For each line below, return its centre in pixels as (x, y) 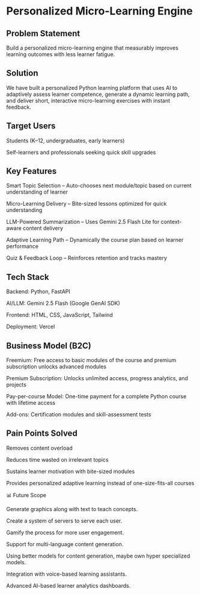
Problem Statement (43, 33)
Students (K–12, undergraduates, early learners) (65, 141)
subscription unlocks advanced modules (56, 367)
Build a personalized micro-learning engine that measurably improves (92, 48)
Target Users (31, 126)
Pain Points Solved (42, 434)
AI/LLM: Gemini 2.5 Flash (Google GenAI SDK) (63, 304)
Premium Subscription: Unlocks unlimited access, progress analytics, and (97, 378)
